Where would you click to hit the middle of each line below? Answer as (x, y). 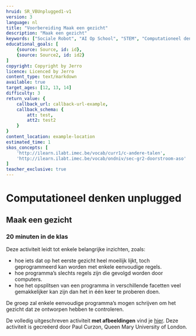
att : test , (40, 115)
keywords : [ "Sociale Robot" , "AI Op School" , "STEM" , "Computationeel (94, 39)
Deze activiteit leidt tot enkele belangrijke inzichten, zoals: (76, 249)
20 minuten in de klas (37, 236)
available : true (26, 83)
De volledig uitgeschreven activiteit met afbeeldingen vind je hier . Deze (92, 320)
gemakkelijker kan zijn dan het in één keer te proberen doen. (87, 292)
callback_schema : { (40, 109)
